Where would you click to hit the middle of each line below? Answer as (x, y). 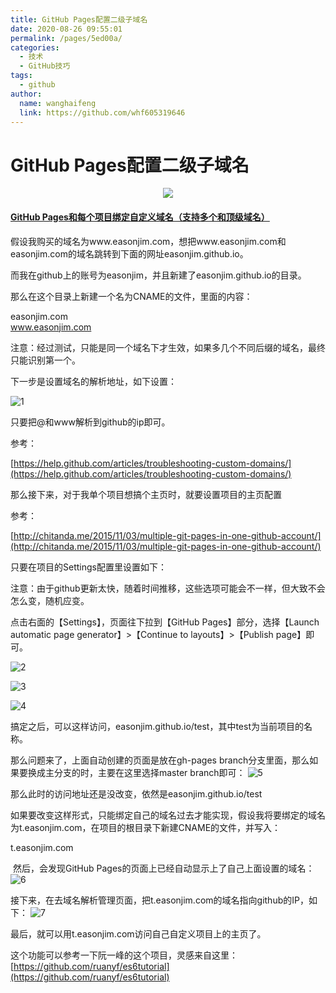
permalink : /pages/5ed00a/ (66, 38)
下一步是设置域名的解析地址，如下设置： (93, 381)
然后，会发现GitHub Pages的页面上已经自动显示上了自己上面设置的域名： (163, 868)
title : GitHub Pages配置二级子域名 (79, 19)
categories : (35, 47)
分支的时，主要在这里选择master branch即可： (149, 772)
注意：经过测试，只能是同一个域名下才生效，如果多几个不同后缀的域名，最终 (168, 347)
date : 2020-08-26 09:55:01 (66, 29)
